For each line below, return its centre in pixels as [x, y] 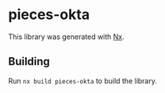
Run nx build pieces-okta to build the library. [82, 80]
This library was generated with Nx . [66, 37]
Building [29, 62]
